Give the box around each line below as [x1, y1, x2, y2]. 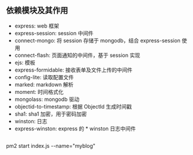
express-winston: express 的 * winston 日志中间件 [14, 125, 137, 132]
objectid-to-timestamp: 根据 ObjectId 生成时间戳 [14, 103, 132, 110]
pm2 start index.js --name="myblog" [6, 143, 96, 150]
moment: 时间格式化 [14, 88, 64, 95]
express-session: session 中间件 [14, 29, 94, 36]
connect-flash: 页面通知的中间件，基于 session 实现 [14, 52, 140, 59]
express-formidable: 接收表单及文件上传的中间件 [14, 66, 133, 73]
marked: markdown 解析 [14, 81, 74, 88]
